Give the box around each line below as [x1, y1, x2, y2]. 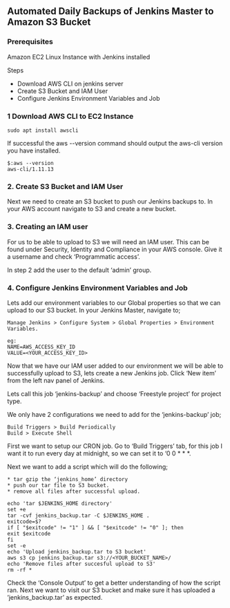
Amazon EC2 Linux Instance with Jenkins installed [7, 52, 151, 61]
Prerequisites [7, 37, 53, 47]
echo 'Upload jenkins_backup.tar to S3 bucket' [7, 548, 147, 555]
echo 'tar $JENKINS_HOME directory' [7, 500, 113, 507]
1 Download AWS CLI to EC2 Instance [7, 111, 134, 121]
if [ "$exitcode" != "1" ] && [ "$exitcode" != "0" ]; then [7, 524, 184, 531]
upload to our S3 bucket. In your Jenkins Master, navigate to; [7, 306, 181, 314]
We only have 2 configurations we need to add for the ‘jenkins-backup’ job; [7, 410, 222, 418]
